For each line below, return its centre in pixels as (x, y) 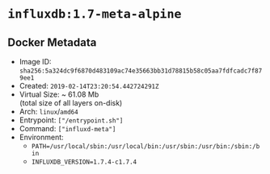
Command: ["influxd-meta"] (67, 128)
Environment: (41, 137)
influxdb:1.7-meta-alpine (95, 14)
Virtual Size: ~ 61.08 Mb (59, 94)
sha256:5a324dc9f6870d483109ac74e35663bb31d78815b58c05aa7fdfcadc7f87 (141, 71)
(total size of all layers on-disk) (71, 103)
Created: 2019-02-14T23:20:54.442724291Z (89, 86)
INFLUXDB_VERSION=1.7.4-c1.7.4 (84, 162)
